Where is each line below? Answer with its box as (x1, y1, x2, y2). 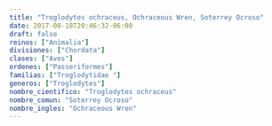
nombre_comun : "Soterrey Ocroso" (9, 95, 133, 105)
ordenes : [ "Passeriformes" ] (9, 63, 114, 72)
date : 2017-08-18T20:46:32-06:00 (9, 21, 133, 30)
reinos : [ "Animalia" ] (9, 37, 90, 47)
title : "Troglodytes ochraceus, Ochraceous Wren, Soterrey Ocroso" (9, 12, 265, 22)
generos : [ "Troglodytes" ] (9, 79, 105, 88)
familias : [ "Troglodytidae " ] (9, 71, 122, 80)
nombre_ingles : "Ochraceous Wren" (9, 104, 138, 113)
